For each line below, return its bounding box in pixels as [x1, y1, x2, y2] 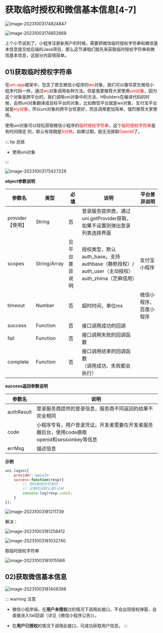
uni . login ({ [5, 468, 29, 473]
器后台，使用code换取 [36, 429, 87, 435]
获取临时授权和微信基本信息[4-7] [5, 4, 137, 16]
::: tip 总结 [5, 139, 25, 145]
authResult [7, 408, 32, 415]
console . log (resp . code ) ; [22, 491, 73, 496]
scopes [7, 260, 24, 267]
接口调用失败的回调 [81, 331, 126, 338]
